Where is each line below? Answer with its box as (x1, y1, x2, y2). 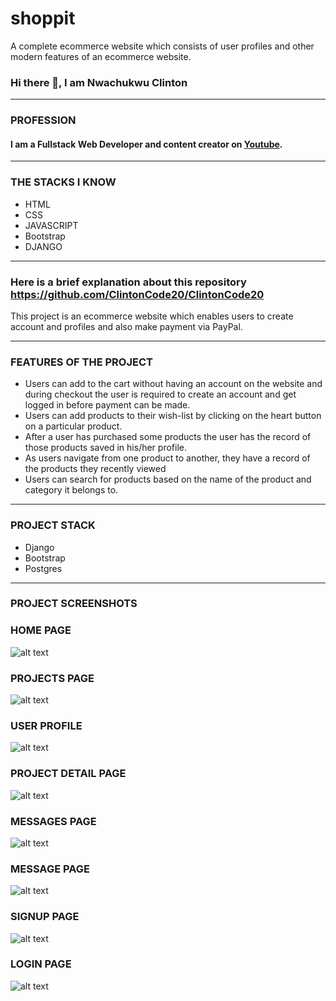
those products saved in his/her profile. (24, 442, 187, 454)
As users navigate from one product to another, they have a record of (24, 452, 311, 464)
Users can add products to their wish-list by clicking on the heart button (24, 410, 322, 422)
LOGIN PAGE (10, 957, 72, 971)
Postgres (24, 562, 63, 574)
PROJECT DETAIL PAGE (10, 767, 127, 781)
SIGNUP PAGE (10, 910, 80, 924)
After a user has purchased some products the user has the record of (24, 431, 312, 443)
